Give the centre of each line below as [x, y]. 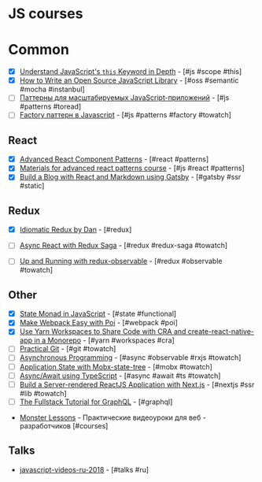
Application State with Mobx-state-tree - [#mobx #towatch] [116, 366]
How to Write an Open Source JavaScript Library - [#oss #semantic [129, 80]
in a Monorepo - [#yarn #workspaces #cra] [104, 340]
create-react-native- [221, 332]
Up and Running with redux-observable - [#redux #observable [121, 261]
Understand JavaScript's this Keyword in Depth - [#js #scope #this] [131, 72]
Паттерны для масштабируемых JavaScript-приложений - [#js [124, 98]
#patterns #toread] [50, 106]
